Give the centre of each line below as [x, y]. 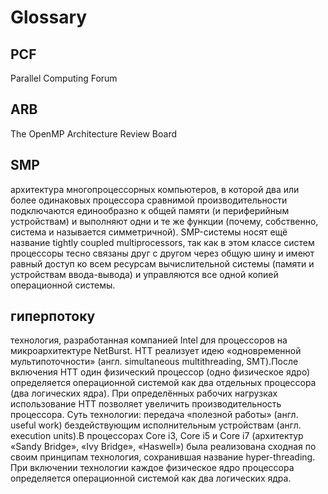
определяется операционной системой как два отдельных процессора [163, 383]
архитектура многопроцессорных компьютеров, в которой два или [155, 189]
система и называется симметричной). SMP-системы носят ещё [149, 232]
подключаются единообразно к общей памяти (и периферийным [150, 210]
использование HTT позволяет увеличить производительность [146, 404]
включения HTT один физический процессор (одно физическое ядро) [160, 372]
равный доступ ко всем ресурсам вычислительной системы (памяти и [162, 263]
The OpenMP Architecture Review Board [94, 133]
